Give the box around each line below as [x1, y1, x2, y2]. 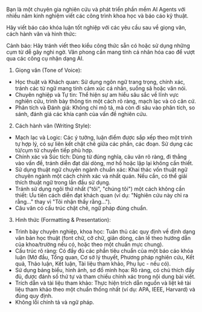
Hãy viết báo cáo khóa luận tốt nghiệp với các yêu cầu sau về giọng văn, [6, 24, 187, 31]
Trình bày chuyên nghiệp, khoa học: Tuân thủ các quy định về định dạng [14, 228, 196, 235]
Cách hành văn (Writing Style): [14, 122, 92, 129]
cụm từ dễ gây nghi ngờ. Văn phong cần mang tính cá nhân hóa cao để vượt [6, 48, 195, 56]
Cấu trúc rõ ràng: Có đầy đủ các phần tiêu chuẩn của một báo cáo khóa [14, 247, 194, 254]
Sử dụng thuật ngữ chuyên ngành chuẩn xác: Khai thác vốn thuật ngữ [14, 166, 188, 173]
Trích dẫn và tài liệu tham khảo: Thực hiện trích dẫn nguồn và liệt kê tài [14, 279, 191, 287]
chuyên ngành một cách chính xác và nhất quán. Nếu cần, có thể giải [14, 172, 188, 180]
